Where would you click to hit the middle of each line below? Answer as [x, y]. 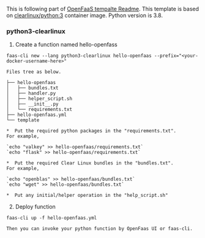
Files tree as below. [34, 72]
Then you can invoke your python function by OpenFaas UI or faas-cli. [99, 229]
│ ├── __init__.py [33, 104]
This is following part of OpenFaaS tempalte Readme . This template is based [103, 9]
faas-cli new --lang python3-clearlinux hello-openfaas [79, 56]
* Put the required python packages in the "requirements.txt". [91, 131]
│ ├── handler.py [31, 94]
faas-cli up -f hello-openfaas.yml [52, 218]
